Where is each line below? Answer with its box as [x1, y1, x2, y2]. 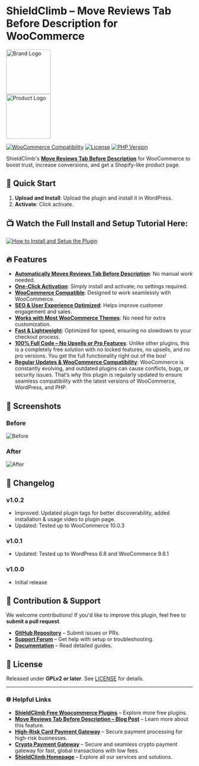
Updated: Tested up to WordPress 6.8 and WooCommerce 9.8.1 [14, 550, 169, 557]
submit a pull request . [6, 618, 61, 625]
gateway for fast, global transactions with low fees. [14, 747, 140, 754]
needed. [14, 276, 36, 283]
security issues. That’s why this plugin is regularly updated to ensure [14, 371, 182, 379]
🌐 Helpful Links [6, 695, 52, 704]
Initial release [14, 578, 47, 586]
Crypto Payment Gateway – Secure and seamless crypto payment [14, 740, 178, 748]
